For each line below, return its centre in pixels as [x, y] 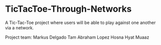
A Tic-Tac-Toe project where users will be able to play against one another [80, 22]
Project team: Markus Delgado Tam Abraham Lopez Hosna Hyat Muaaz [77, 37]
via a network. [19, 27]
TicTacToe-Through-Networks [68, 9]
